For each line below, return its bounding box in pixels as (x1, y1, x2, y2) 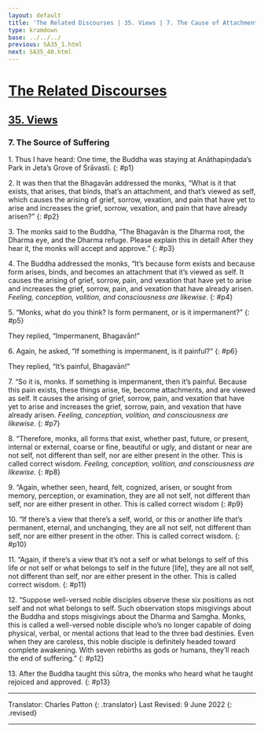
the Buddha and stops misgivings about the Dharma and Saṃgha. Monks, (8, 611, 247, 621)
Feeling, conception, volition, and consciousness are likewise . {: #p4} (8, 292, 233, 301)
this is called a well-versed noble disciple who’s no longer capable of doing (8, 620, 251, 629)
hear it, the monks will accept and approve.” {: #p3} (8, 243, 175, 252)
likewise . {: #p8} (8, 467, 61, 477)
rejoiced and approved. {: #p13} (8, 677, 111, 687)
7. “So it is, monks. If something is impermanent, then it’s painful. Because (8, 377, 247, 386)
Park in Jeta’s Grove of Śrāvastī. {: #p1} (8, 163, 135, 172)
